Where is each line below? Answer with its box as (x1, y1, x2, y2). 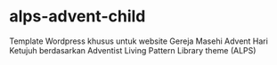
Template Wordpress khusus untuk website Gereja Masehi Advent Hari (9, 36, 269, 46)
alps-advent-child (9, 6, 146, 27)
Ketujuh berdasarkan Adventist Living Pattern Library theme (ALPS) (9, 45, 257, 55)
